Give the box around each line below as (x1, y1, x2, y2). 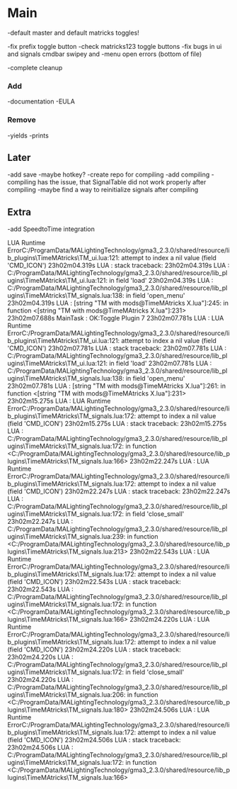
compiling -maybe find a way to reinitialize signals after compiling (7, 186, 199, 194)
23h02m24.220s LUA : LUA (129, 615, 210, 624)
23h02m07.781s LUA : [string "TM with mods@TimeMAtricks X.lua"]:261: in (7, 381, 226, 391)
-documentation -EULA (7, 97, 76, 106)
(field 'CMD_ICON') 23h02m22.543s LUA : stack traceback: (7, 578, 182, 586)
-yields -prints (7, 131, 50, 140)
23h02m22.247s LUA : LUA (129, 457, 210, 466)
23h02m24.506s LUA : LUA (129, 705, 210, 714)
